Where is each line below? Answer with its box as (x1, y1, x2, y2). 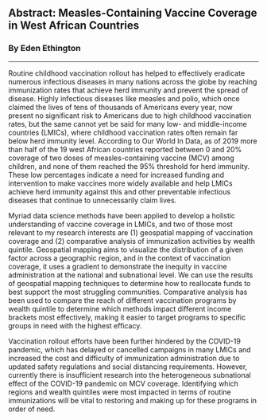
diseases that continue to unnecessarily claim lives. (8, 195, 177, 205)
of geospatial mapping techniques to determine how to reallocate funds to (8, 278, 251, 288)
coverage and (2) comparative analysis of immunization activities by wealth (8, 236, 256, 245)
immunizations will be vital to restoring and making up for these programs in (8, 395, 257, 405)
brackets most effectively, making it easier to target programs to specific (8, 312, 246, 322)
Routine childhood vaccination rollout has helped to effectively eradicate (8, 68, 246, 78)
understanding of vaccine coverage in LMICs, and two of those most (8, 219, 233, 229)
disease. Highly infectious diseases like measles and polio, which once (8, 93, 240, 103)
